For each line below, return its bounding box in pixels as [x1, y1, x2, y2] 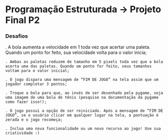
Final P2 [5, 14, 40, 26]
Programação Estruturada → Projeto [5, 4, 161, 15]
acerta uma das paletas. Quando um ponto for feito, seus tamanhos [5, 64, 152, 69]
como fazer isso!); [5, 99, 47, 105]
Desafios [5, 33, 28, 40]
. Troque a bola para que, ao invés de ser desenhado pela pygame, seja [5, 91, 163, 96]
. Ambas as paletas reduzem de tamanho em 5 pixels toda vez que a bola [5, 60, 163, 65]
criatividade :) [5, 131, 40, 136]
